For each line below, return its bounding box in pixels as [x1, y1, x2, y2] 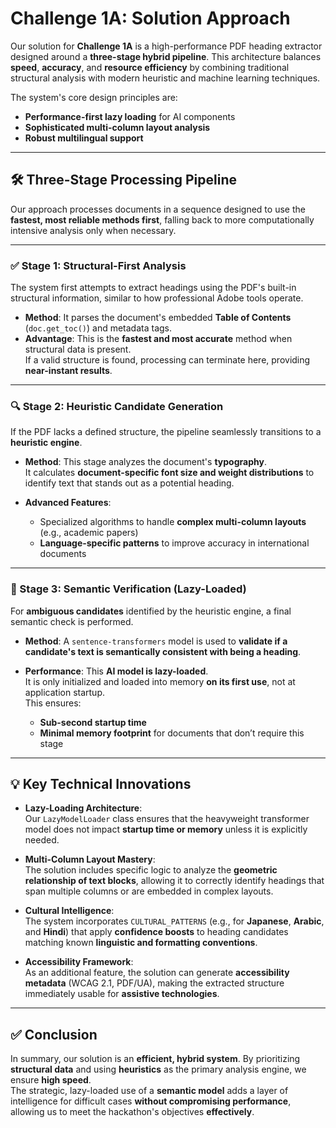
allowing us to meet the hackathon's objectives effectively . [10, 1106, 255, 1118]
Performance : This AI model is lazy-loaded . [24, 665, 209, 677]
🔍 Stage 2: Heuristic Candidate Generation [10, 399, 224, 413]
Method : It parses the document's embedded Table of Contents [24, 312, 292, 324]
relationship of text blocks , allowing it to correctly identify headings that [24, 875, 325, 887]
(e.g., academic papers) [39, 527, 139, 539]
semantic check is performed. [10, 615, 134, 627]
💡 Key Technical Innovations [10, 776, 192, 793]
